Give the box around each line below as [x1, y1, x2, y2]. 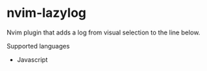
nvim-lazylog [6, 5, 86, 21]
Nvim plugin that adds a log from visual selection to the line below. [6, 28, 201, 37]
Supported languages [6, 41, 70, 50]
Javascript [16, 55, 48, 64]
